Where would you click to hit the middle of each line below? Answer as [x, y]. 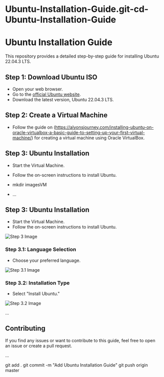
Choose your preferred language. [46, 260]
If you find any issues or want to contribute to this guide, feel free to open [80, 340]
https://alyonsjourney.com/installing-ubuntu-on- [105, 127]
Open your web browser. [37, 89]
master [12, 370]
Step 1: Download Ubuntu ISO [51, 77]
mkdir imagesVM [29, 184]
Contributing [25, 329]
